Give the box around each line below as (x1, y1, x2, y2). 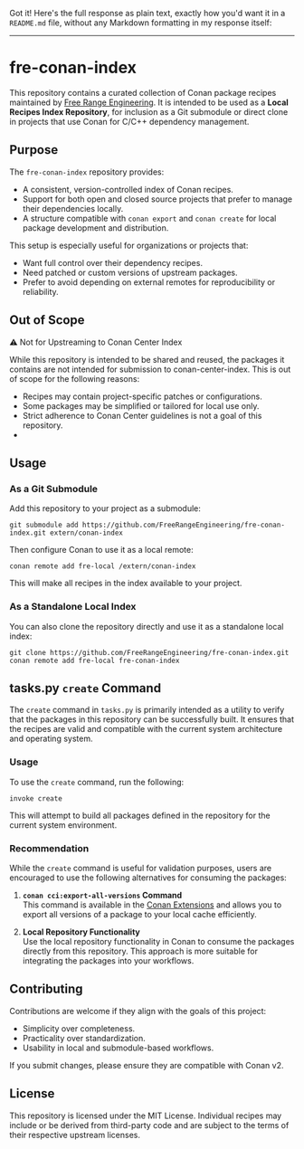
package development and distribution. (22, 222, 169, 233)
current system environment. (9, 819, 118, 831)
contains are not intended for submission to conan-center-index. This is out (9, 364, 291, 375)
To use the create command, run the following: (9, 776, 185, 787)
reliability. (22, 286, 59, 297)
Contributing (9, 982, 83, 997)
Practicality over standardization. (22, 1032, 147, 1043)
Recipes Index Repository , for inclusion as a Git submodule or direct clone (9, 106, 289, 117)
